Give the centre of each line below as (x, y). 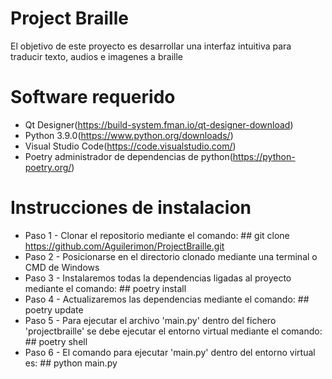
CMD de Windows (62, 267)
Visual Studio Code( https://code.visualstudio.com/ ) (130, 146)
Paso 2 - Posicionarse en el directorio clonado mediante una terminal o (171, 256)
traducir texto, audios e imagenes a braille (96, 56)
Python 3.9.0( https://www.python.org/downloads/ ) (129, 135)
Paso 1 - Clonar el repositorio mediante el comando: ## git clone (157, 235)
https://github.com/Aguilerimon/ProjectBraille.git (124, 246)
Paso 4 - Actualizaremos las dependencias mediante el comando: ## (167, 299)
